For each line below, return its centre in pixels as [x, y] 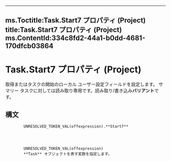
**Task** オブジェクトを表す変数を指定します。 [68, 154]
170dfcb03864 [30, 46]
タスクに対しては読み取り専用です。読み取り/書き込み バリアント [87, 91]
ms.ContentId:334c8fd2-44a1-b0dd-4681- [75, 38]
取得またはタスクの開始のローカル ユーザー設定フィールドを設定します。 [81, 85]
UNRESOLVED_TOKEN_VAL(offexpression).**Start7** [76, 127]
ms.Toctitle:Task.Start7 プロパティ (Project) [76, 21]
